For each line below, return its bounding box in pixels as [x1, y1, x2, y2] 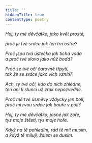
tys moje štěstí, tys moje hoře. [5, 117, 69, 123]
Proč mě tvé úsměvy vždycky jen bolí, [5, 96, 85, 102]
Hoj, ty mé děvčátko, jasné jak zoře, [5, 111, 81, 118]
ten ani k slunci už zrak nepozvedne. [5, 87, 82, 93]
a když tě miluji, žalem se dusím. [5, 132, 74, 138]
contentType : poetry [5, 17, 49, 22]
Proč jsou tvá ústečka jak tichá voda [5, 50, 82, 56]
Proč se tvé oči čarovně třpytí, [5, 66, 69, 72]
